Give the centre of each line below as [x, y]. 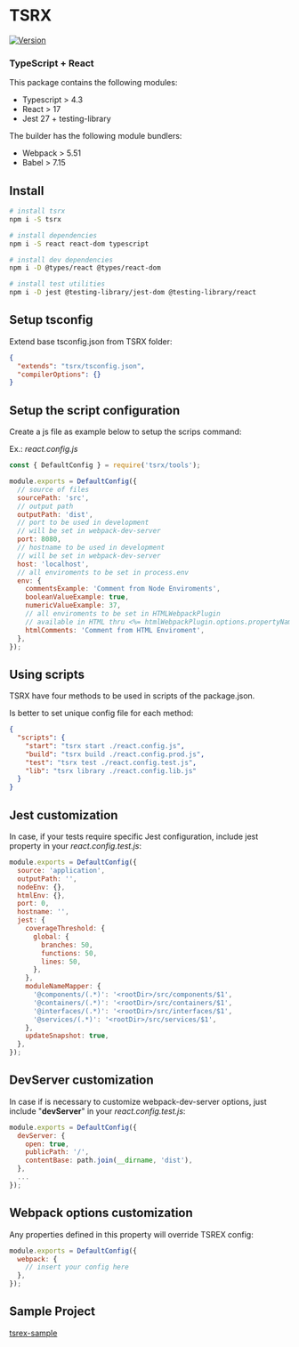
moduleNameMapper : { [63, 987]
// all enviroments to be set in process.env [103, 572]
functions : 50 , [69, 953]
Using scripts [47, 674]
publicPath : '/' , [57, 1152]
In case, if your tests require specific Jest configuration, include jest [134, 836]
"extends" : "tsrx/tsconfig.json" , [81, 366]
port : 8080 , [40, 539]
